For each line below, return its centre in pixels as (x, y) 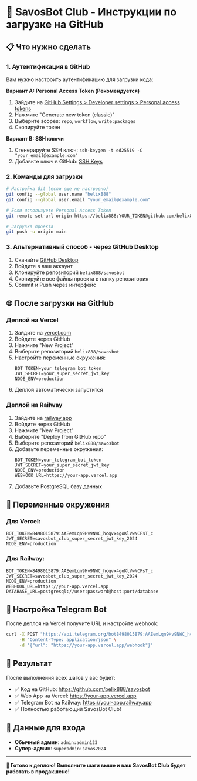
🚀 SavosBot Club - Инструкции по (91, 12)
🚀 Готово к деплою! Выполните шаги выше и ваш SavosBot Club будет (96, 765)
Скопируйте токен (37, 127)
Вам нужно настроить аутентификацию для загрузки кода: (80, 79)
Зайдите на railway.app (43, 418)
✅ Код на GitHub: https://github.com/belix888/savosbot (82, 689)
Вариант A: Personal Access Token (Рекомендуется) (73, 91)
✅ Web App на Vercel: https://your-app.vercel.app (75, 696)
